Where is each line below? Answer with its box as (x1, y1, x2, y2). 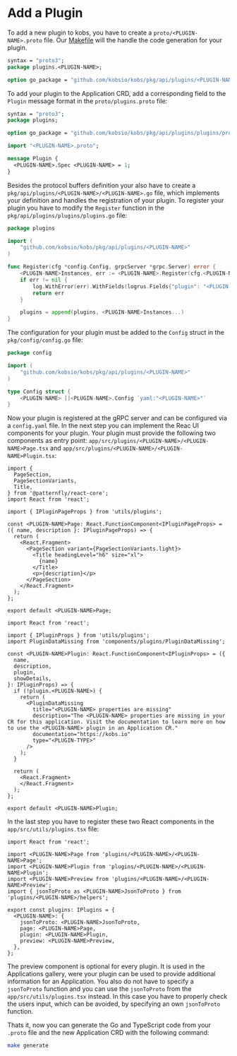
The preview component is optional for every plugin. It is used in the (7, 962, 205, 971)
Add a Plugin (7, 5, 83, 21)
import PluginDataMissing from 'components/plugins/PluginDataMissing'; (7, 638, 226, 646)
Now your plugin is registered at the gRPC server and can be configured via (7, 414, 228, 422)
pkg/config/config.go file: (7, 336, 83, 344)
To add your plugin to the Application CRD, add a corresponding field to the (7, 89, 226, 97)
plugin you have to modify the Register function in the (7, 203, 164, 212)
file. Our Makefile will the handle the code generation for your (43, 35, 222, 44)
